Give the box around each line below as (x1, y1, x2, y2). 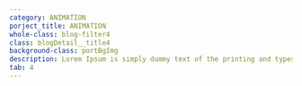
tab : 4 (9, 64, 34, 73)
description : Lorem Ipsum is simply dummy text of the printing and (9, 55, 271, 64)
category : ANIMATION (9, 13, 87, 22)
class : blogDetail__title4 (9, 38, 111, 47)
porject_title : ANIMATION (9, 21, 106, 30)
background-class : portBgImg (9, 47, 119, 56)
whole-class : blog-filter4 (9, 30, 111, 39)
